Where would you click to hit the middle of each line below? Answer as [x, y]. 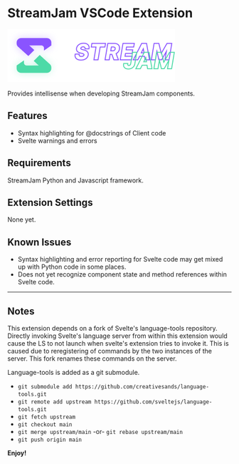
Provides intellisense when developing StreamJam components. [101, 93]
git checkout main [45, 425]
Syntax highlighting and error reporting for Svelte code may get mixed [120, 259]
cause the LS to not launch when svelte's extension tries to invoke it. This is [118, 343]
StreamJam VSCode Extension [100, 13]
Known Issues [39, 242]
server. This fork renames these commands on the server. [92, 359]
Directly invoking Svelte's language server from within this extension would [117, 336]
